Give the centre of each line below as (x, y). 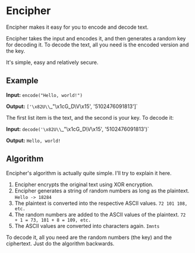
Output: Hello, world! (33, 140)
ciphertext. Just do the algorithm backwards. (60, 243)
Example (22, 81)
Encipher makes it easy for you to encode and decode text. (77, 27)
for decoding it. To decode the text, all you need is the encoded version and (97, 45)
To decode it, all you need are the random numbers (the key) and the (89, 237)
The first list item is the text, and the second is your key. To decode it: (90, 117)
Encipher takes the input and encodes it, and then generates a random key (96, 38)
